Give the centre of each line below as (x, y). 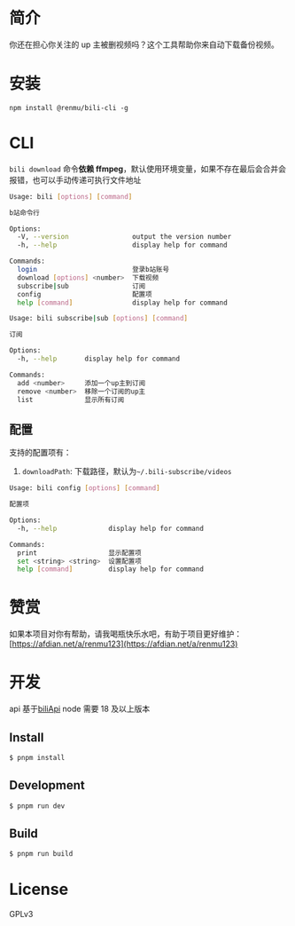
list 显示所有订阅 (71, 400)
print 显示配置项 (79, 553)
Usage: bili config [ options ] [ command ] (85, 488)
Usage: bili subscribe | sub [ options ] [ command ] (99, 319)
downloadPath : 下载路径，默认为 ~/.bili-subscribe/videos (127, 471)
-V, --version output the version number (124, 237)
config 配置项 (85, 294)
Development (47, 785)
